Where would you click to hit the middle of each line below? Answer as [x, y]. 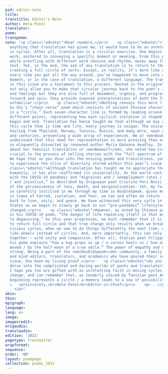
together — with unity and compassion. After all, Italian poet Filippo [87, 238]
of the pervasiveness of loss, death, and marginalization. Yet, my [82, 187]
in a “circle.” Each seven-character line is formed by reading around [86, 112]
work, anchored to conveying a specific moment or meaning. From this [85, 56]
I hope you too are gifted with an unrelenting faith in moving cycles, [87, 270]
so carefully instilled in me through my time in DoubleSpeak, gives [83, 191]
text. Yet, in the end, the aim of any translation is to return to [82, 66]
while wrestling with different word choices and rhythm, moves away [83, 61]
